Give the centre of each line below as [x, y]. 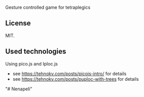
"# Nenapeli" [19, 89]
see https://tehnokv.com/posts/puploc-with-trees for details [76, 79]
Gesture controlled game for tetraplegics [48, 7]
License [18, 23]
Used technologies [36, 52]
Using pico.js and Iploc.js [32, 63]
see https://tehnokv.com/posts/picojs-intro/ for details [69, 74]
